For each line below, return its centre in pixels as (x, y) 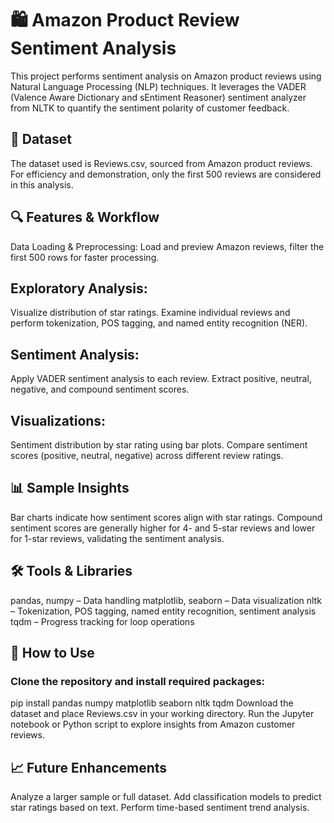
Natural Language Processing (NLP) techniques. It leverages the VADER (158, 86)
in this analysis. (42, 184)
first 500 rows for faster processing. (85, 257)
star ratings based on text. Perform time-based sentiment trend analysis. (160, 808)
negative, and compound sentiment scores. (100, 389)
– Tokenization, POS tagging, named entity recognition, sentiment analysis (163, 611)
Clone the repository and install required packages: (138, 681)
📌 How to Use (52, 653)
